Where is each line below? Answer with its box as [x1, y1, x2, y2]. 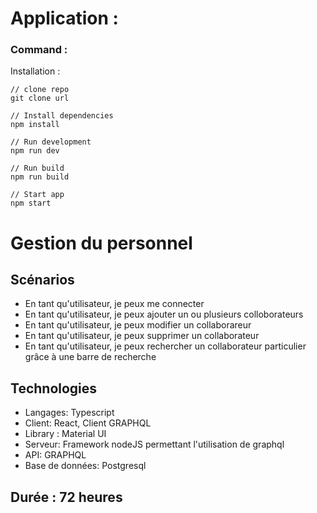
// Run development [10, 137, 92, 147]
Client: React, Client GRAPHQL [24, 417, 152, 429]
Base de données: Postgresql [24, 460, 147, 472]
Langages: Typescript [24, 407, 115, 419]
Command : [10, 43, 68, 57]
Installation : [10, 65, 61, 77]
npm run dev [10, 146, 60, 156]
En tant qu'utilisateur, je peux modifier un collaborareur [24, 319, 252, 331]
